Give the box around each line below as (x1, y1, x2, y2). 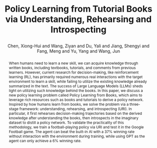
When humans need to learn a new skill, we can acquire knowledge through (8, 60, 138, 66)
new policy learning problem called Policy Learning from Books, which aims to (8, 92, 142, 98)
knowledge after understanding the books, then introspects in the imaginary (8, 115, 139, 120)
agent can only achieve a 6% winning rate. (8, 138, 82, 143)
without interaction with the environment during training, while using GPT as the (8, 133, 145, 139)
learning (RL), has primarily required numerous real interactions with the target (8, 74, 143, 79)
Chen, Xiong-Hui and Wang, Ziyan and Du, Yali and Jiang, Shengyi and (7, 43, 150, 49)
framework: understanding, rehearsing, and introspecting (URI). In (19, 106, 132, 111)
